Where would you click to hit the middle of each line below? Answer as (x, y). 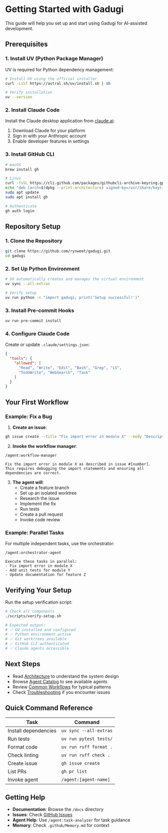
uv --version (19, 97)
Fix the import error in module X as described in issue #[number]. (78, 464)
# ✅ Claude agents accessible (37, 649)
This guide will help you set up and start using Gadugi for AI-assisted (76, 23)
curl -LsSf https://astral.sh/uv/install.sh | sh (58, 83)
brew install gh (22, 169)
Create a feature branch (44, 488)
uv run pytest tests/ (87, 739)
